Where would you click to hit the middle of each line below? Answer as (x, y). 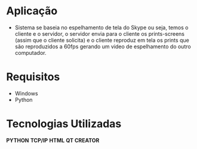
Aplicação (32, 11)
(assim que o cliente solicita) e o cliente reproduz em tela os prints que (102, 40)
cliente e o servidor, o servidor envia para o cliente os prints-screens (100, 33)
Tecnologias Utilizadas (64, 124)
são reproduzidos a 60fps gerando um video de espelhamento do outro (103, 46)
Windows (26, 93)
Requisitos (33, 77)
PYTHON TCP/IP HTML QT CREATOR (53, 140)
